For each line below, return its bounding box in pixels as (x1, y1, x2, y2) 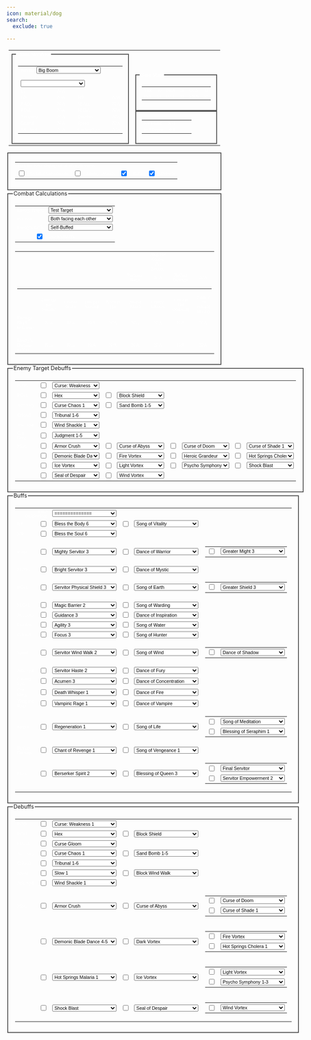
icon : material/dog (6, 10, 62, 17)
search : (6, 16, 29, 23)
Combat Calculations (13, 190, 68, 198)
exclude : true (12, 23, 53, 30)
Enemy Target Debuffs (13, 365, 71, 372)
